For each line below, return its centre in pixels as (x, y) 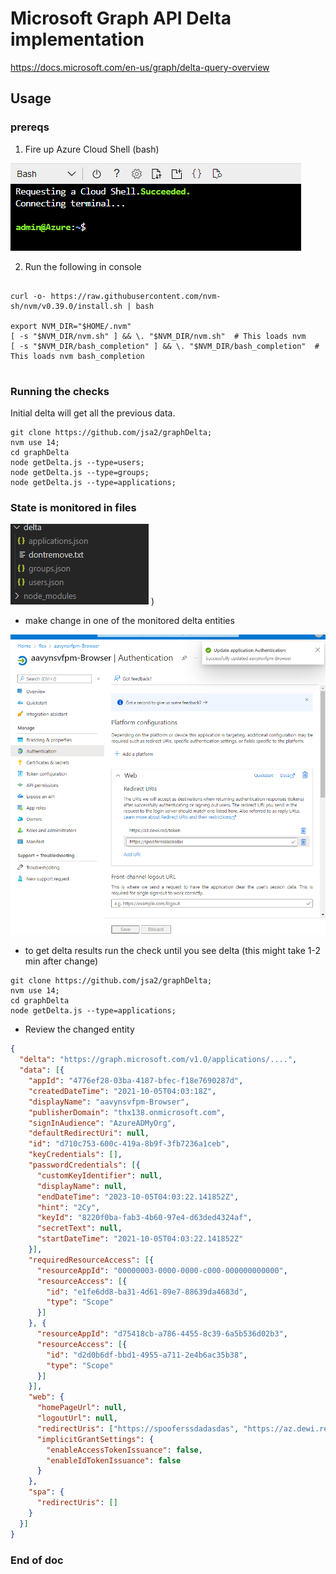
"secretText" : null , (79, 1228)
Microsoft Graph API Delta (121, 18)
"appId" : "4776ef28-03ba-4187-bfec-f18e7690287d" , (136, 1081)
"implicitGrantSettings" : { (95, 1439)
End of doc (37, 1560)
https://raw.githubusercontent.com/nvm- (136, 296)
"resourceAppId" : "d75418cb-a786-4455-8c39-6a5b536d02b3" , (162, 1334)
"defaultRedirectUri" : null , (89, 1133)
